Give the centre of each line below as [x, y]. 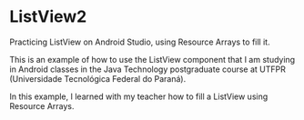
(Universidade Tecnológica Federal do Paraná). [98, 78]
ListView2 [48, 17]
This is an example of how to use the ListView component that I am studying [152, 59]
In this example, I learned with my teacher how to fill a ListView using [139, 96]
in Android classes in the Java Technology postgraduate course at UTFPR [148, 69]
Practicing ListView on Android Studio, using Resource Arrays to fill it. [140, 42]
